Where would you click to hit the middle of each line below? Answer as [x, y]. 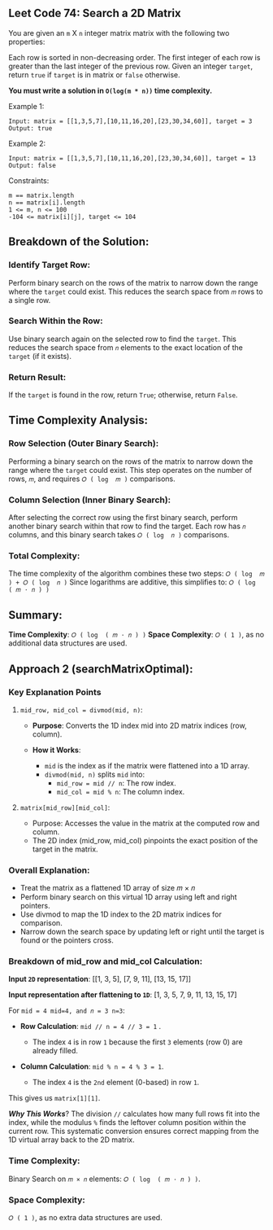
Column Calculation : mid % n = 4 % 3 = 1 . [92, 1066]
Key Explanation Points [55, 692]
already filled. [55, 1051]
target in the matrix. [65, 849]
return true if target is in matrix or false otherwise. [94, 74]
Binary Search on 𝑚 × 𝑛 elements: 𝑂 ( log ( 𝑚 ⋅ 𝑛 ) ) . [104, 1179]
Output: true [30, 128]
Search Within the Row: [56, 321]
